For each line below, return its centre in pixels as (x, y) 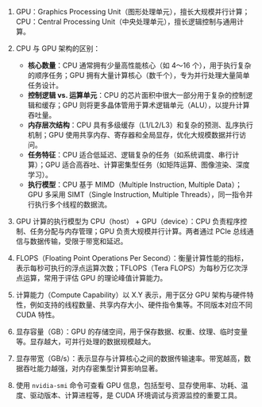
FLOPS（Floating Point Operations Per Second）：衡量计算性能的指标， (132, 258)
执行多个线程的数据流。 (73, 204)
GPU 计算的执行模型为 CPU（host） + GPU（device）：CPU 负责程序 (128, 221)
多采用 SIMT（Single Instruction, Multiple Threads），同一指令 (145, 194)
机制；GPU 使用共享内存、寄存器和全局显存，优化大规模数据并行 (133, 135)
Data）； (229, 184)
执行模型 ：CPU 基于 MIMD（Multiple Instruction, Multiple (121, 184)
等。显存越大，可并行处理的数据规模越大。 (85, 341)
